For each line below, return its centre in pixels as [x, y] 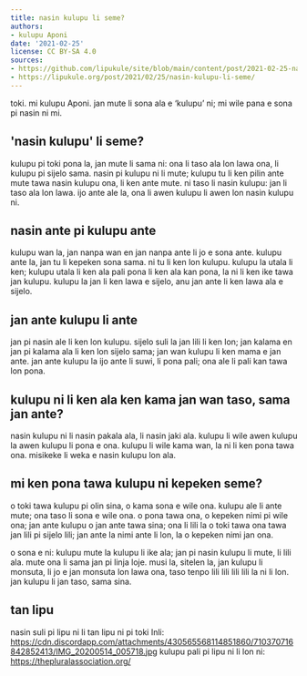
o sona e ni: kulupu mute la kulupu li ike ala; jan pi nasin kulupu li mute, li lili [151, 552]
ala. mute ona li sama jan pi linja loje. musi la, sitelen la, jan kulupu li [137, 562]
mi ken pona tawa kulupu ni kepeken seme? [137, 484]
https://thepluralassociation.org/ [71, 661]
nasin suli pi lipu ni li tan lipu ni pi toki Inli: [87, 632]
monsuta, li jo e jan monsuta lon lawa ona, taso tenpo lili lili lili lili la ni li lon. [150, 571]
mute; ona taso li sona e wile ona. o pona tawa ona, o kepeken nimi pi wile [149, 515]
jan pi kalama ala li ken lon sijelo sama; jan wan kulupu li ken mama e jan [146, 352]
